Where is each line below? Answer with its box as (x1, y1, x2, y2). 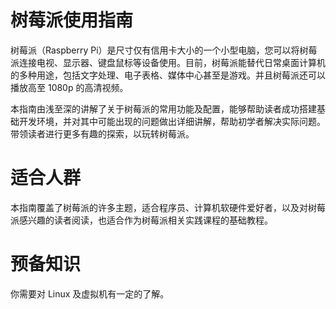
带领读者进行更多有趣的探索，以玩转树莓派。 (10, 127, 195, 140)
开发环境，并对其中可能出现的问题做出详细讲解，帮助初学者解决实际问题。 (18, 115, 326, 127)
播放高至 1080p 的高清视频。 (10, 81, 129, 93)
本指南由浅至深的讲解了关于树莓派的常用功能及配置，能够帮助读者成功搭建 (10, 102, 317, 115)
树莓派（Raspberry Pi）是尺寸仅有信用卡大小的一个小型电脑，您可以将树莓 (10, 44, 318, 56)
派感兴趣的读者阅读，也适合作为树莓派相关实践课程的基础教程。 (10, 214, 273, 226)
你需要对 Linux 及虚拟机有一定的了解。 (10, 287, 170, 300)
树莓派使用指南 (10, 9, 134, 32)
